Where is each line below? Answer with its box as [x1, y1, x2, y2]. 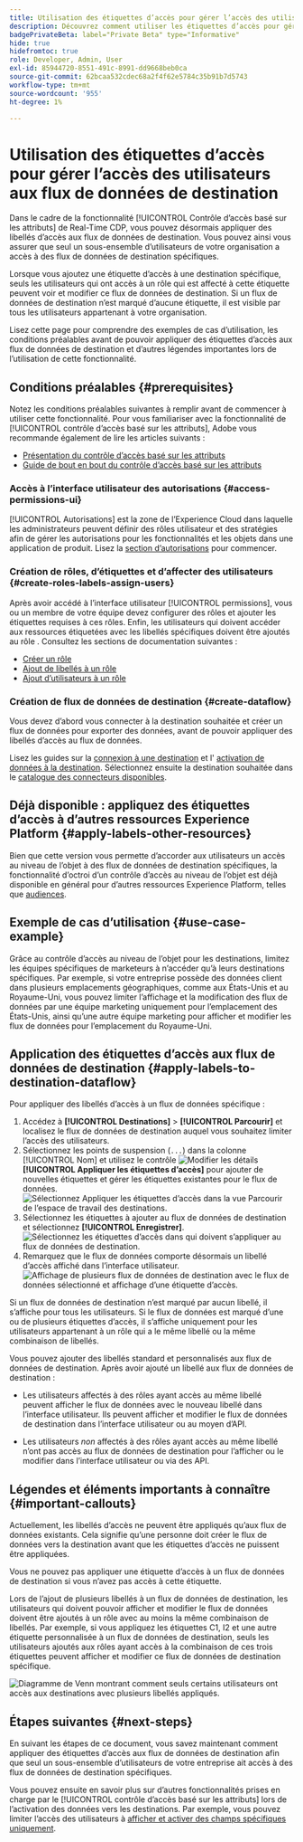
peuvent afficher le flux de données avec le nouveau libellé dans [22, 1400, 263, 1410]
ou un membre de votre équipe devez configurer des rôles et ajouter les [9, 607, 277, 618]
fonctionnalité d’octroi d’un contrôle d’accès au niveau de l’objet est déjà [9, 869, 278, 880]
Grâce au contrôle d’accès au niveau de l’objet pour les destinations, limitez [9, 953, 290, 964]
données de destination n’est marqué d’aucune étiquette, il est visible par [9, 298, 281, 309]
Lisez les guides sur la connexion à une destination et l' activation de [9, 753, 265, 764]
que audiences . [9, 888, 68, 899]
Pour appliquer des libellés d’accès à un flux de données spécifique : [9, 1098, 265, 1109]
